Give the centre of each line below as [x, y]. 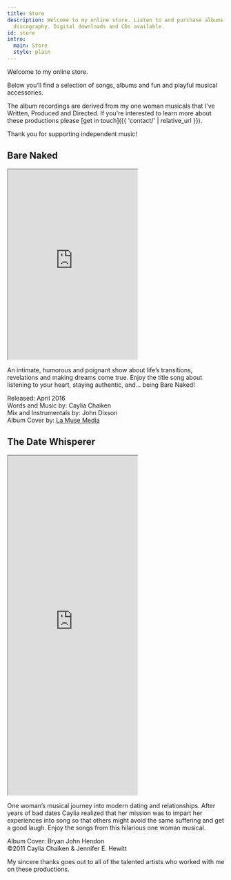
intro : [17, 39]
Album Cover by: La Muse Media [53, 420]
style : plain [32, 52]
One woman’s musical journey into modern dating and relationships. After [111, 805]
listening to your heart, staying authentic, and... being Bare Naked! [101, 385]
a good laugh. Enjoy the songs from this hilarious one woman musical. [107, 828]
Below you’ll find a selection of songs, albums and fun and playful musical [112, 85]
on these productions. [39, 869]
